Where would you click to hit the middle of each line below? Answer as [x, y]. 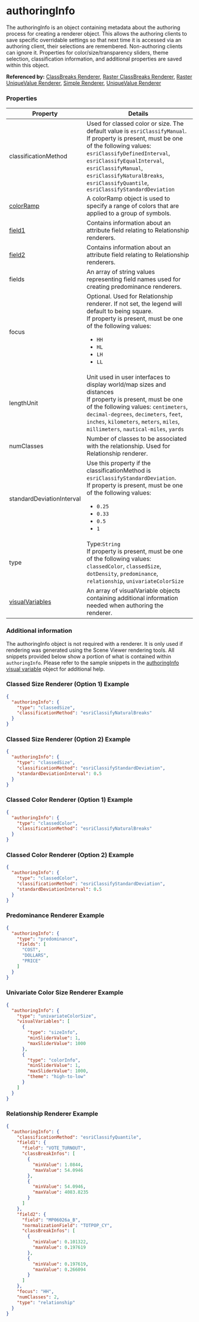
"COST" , [31, 950]
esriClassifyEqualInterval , [126, 161]
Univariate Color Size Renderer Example [65, 993]
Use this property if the [119, 463]
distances [100, 392]
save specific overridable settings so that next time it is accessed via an [94, 40]
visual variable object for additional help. [56, 669]
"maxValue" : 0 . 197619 [59, 1248]
